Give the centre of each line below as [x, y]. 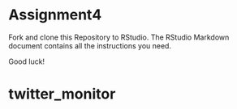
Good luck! [27, 61]
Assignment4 [55, 15]
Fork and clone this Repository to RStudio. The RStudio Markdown [119, 37]
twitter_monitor [62, 94]
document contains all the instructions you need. [90, 45]
